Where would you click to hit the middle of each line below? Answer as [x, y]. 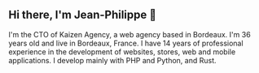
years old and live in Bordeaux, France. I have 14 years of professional [126, 43]
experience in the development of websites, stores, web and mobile [122, 52]
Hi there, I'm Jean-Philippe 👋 [83, 15]
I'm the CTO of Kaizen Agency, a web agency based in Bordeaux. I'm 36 [129, 34]
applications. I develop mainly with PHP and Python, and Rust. [112, 60]
